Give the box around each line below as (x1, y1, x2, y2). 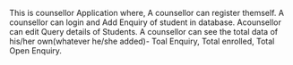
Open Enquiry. (9, 45, 63, 56)
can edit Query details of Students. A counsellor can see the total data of (9, 27, 279, 37)
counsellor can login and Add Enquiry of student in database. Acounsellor (9, 17, 282, 28)
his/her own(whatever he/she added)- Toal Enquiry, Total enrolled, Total (9, 36, 275, 46)
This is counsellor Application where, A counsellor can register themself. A (9, 8, 285, 18)
